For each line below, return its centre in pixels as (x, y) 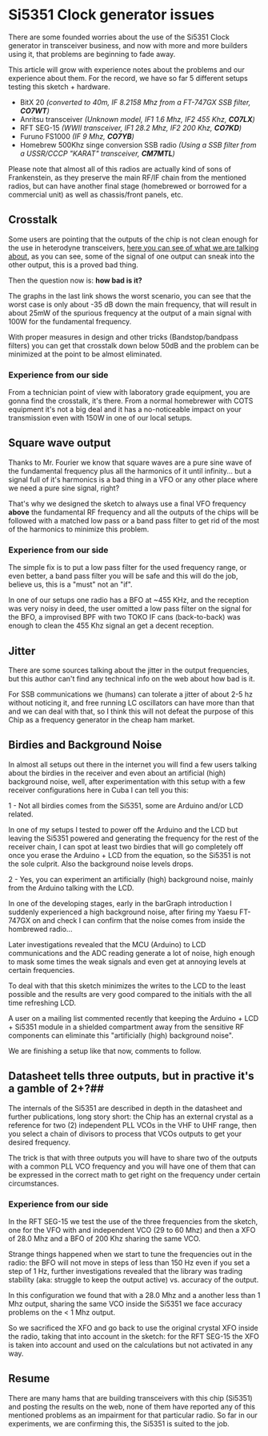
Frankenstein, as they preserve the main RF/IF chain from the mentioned (127, 177)
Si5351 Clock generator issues (112, 15)
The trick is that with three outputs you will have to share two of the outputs (133, 1157)
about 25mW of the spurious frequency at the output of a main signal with (130, 313)
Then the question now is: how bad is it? (75, 280)
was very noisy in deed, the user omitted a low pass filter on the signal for (130, 608)
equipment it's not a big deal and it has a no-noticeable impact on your (125, 409)
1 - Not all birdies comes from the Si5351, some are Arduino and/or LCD (126, 805)
